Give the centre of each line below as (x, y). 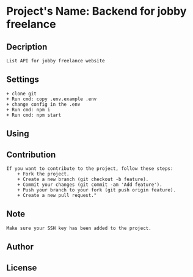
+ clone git (21, 94)
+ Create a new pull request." (57, 196)
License (22, 268)
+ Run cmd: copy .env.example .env (52, 99)
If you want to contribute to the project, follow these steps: (90, 169)
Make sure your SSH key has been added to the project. (79, 228)
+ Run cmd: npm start (34, 115)
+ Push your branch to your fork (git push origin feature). (96, 190)
